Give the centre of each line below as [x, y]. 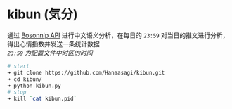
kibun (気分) [43, 14]
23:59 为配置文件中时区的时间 [50, 53]
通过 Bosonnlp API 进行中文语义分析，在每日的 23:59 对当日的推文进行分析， [118, 35]
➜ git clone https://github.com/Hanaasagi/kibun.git [86, 72]
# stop [17, 92]
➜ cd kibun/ [25, 79]
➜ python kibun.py [34, 86]
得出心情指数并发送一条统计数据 [53, 44]
